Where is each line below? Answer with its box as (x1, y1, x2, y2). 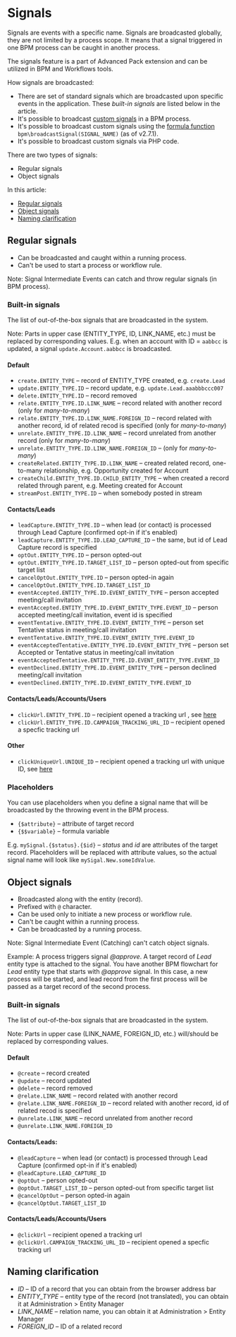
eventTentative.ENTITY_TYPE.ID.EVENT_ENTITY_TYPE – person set (17, 618, 204, 626)
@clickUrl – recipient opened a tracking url (17, 1230, 142, 1239)
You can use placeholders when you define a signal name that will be (7, 798, 209, 807)
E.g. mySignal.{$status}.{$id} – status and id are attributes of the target (7, 840, 218, 849)
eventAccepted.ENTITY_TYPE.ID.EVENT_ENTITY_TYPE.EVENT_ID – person (17, 603, 218, 612)
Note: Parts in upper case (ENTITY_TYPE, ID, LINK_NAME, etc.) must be (7, 330, 216, 338)
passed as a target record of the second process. (7, 982, 151, 990)
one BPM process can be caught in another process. (7, 43, 161, 52)
